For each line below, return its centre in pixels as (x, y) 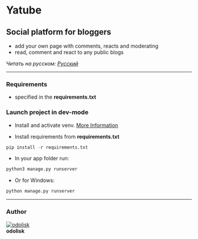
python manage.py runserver (41, 191)
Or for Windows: (34, 180)
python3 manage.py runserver (42, 169)
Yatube (24, 10)
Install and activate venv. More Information (66, 125)
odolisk (15, 231)
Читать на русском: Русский (42, 63)
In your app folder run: (42, 159)
